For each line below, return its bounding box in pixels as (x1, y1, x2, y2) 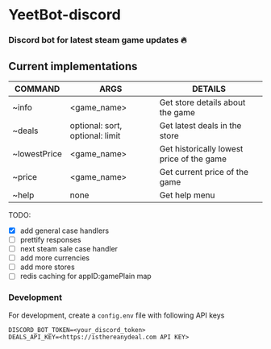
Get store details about (159, 97, 246, 108)
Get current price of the (159, 166, 248, 177)
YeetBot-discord (8, 6, 121, 24)
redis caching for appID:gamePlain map (19, 272, 152, 281)
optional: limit (69, 130, 121, 141)
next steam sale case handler (19, 244, 119, 254)
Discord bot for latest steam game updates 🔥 (8, 35, 187, 46)
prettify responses (19, 235, 81, 244)
